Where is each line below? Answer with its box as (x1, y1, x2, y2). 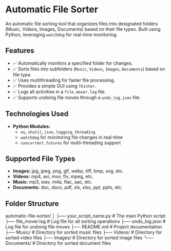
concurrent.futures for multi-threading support (20, 140, 121, 146)
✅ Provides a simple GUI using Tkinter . (12, 83, 97, 89)
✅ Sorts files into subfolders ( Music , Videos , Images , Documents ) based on (12, 66, 165, 72)
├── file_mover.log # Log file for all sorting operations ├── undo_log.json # (5, 218, 166, 224)
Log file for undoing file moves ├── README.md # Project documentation (5, 224, 162, 230)
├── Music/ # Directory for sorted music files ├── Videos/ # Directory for (5, 229, 162, 236)
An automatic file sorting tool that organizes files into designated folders (5, 21, 158, 27)
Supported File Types (5, 154, 75, 163)
